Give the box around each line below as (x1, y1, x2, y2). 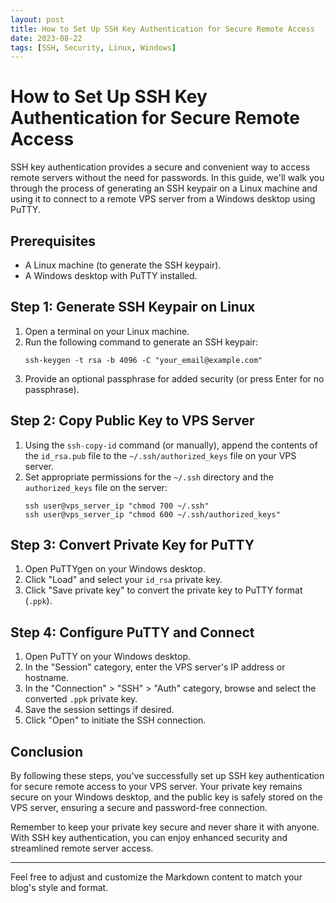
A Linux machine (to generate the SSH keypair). (24, 259, 222, 271)
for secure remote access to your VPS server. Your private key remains (10, 781, 303, 793)
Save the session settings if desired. (24, 704, 175, 716)
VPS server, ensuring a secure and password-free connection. (10, 802, 268, 814)
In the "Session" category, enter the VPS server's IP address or (24, 661, 286, 673)
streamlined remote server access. (10, 842, 154, 855)
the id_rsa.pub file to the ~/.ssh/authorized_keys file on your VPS (24, 449, 297, 461)
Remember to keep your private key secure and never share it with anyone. (10, 821, 320, 833)
